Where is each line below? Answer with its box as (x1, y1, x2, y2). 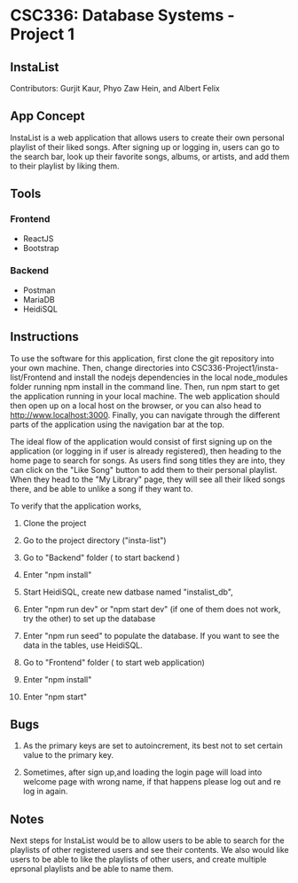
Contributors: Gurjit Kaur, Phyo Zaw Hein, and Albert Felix (10, 83, 220, 93)
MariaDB (22, 294, 56, 304)
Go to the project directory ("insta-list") (22, 534, 167, 546)
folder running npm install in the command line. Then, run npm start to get (10, 381, 280, 391)
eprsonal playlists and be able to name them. (10, 863, 174, 874)
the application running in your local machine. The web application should (10, 390, 280, 401)
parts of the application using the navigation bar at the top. (10, 419, 225, 430)
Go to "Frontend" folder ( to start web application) (22, 657, 205, 667)
